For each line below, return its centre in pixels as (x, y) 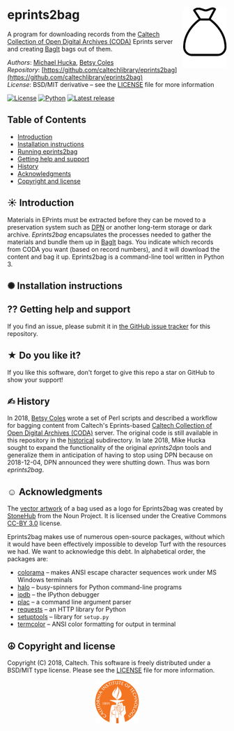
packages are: (28, 559)
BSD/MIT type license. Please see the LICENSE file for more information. (111, 670)
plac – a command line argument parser (74, 602)
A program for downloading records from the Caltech (84, 34)
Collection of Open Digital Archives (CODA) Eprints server (90, 41)
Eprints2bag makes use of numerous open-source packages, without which (116, 537)
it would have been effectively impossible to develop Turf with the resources (117, 544)
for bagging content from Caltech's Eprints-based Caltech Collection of (110, 426)
